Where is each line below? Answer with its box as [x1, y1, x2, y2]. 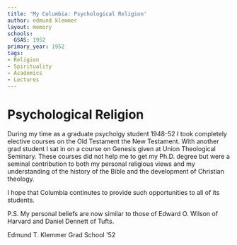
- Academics [7, 69, 42, 76]
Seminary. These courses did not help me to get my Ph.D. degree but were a [7, 153, 230, 161]
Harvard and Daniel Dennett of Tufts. [7, 217, 115, 226]
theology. [7, 174, 35, 184]
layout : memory [7, 23, 52, 30]
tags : [7, 50, 23, 57]
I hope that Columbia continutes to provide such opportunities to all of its [7, 189, 220, 197]
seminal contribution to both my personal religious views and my [7, 160, 196, 168]
